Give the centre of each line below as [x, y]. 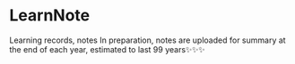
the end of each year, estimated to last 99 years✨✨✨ [107, 49]
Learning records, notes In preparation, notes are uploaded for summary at [147, 40]
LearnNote [50, 16]
